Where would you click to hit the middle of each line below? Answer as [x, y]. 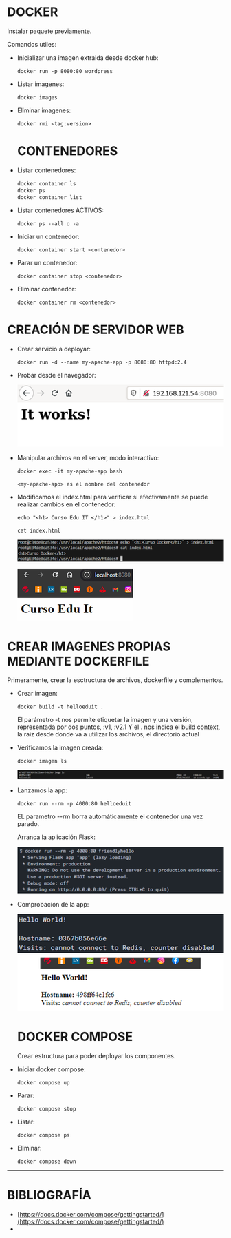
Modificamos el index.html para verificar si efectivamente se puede [112, 497]
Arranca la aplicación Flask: [56, 837]
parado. [28, 824]
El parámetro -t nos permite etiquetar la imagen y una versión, [105, 720]
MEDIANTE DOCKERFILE [78, 661]
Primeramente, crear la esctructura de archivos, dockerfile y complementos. [115, 680]
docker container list [49, 197]
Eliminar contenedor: [46, 289]
